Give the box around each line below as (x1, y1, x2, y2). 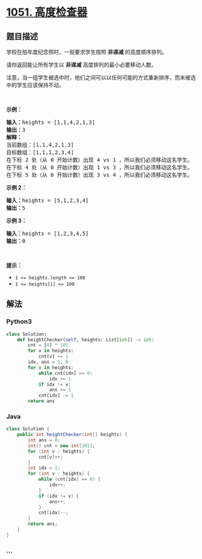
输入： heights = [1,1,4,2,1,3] (6, 119, 95, 126)
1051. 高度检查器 (6, 5, 88, 19)
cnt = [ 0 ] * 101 (28, 342, 69, 349)
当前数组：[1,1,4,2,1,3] (6, 142, 74, 148)
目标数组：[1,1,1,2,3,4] (6, 149, 74, 156)
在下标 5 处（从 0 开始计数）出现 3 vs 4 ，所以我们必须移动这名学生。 (6, 172, 194, 178)
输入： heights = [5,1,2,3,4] (6, 197, 89, 204)
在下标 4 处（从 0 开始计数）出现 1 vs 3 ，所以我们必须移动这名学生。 (6, 164, 194, 171)
